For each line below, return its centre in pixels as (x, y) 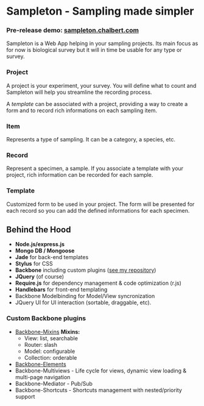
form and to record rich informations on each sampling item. (82, 110)
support (25, 396)
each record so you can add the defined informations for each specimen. (98, 210)
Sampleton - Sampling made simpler (100, 11)
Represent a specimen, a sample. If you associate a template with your (95, 168)
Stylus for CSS (34, 264)
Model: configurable (50, 351)
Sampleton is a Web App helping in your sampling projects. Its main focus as (102, 43)
